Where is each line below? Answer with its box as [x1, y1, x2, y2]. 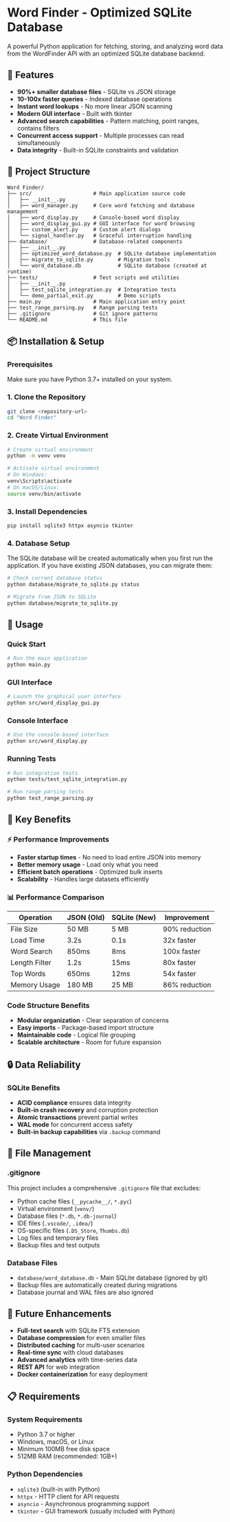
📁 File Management [7, 1148, 91, 1160]
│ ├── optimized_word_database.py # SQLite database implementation [7, 250, 216, 257]
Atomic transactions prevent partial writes [16, 1113, 139, 1121]
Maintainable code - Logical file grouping [16, 1031, 136, 1039]
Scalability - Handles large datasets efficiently [16, 875, 150, 883]
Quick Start [7, 640, 46, 649]
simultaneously [16, 139, 60, 147]
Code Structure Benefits [7, 1000, 90, 1010]
